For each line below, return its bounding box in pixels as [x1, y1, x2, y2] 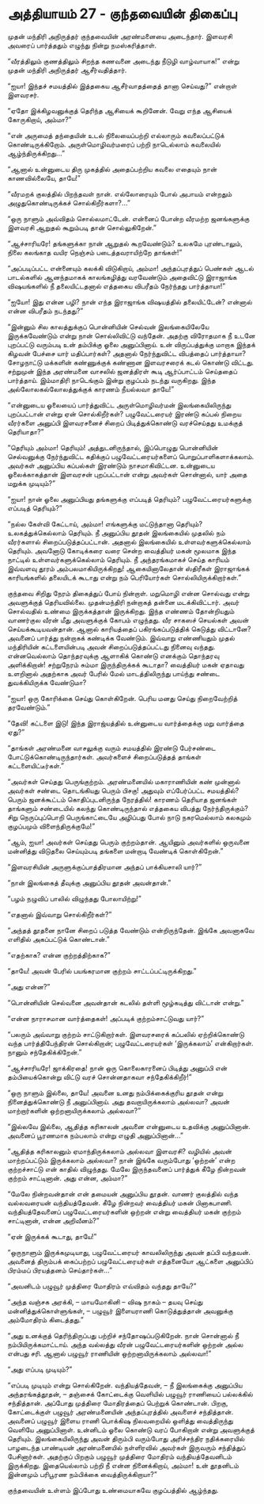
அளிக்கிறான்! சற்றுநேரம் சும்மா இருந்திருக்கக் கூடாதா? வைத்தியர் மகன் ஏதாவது [7, 660, 244, 669]
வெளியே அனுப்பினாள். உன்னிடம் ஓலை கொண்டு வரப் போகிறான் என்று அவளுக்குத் [7, 1425, 255, 1434]
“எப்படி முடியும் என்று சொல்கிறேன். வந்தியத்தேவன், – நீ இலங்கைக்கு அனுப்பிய [7, 1380, 243, 1390]
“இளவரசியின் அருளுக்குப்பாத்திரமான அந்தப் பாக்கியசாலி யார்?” [7, 862, 202, 871]
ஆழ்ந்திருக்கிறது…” [7, 148, 65, 158]
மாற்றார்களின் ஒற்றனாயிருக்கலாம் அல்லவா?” [7, 1105, 141, 1115]
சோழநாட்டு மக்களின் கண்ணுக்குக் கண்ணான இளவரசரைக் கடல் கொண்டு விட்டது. [7, 358, 255, 367]
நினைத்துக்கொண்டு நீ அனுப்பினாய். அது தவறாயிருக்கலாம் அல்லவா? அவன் [7, 1096, 230, 1106]
